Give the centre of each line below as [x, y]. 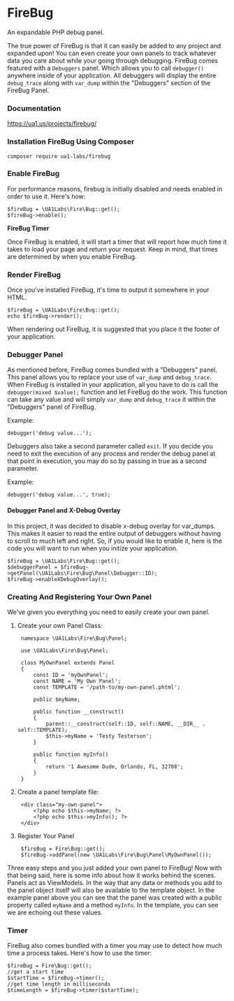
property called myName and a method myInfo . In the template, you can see [113, 905]
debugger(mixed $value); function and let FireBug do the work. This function [117, 392]
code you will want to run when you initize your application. [93, 548]
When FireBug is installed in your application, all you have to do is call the [113, 385]
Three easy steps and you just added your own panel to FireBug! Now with [115, 868]
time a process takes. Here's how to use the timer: [80, 953]
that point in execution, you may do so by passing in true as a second [107, 461]
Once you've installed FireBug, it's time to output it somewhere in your [108, 290]
